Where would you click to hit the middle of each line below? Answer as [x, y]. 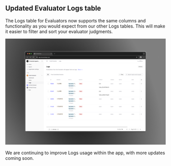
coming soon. [20, 158]
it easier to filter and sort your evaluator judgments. [59, 31]
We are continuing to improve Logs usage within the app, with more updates [85, 153]
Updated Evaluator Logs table [53, 8]
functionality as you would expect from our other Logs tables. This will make [85, 26]
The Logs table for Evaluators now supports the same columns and [76, 20]
